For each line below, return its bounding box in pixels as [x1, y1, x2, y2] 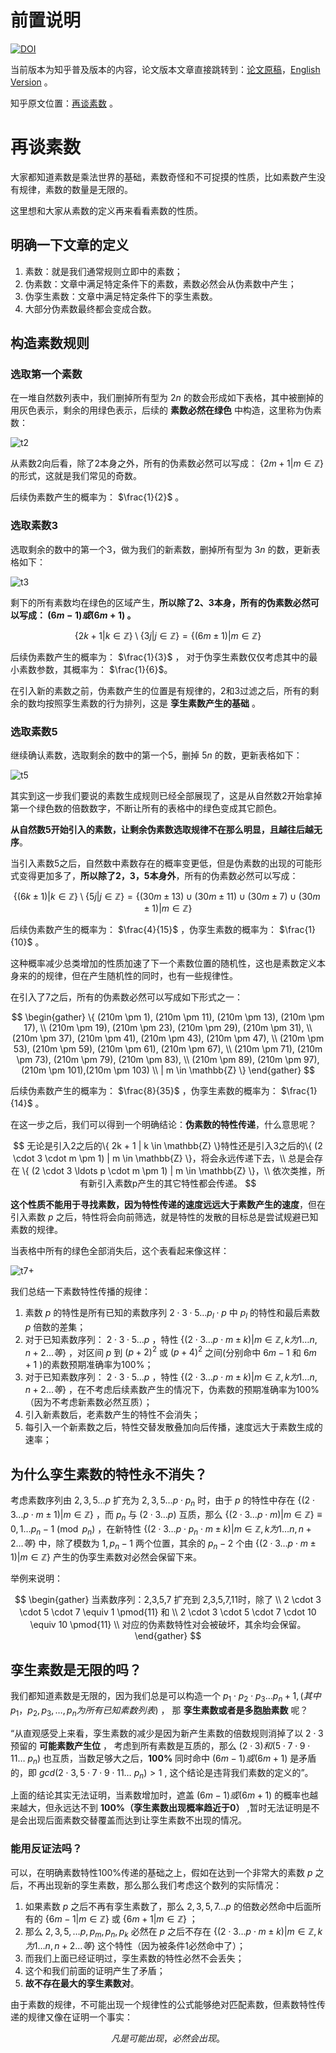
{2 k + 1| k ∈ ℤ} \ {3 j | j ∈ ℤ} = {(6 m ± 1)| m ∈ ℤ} [74, 629, 262, 641]
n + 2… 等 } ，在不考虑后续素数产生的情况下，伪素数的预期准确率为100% [24, 1384, 320, 1396]
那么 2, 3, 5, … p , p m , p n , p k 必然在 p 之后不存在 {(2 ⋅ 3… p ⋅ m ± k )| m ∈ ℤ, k [24, 1925, 323, 1940]
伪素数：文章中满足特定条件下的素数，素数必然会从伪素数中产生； [24, 277, 297, 290]
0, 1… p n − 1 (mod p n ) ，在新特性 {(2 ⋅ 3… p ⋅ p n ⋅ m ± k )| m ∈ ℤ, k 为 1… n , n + [10, 1522, 312, 1537]
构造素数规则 [10, 335, 90, 352]
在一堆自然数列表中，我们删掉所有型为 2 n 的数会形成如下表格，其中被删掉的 [10, 392, 324, 404]
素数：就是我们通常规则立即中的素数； [24, 265, 183, 277]
